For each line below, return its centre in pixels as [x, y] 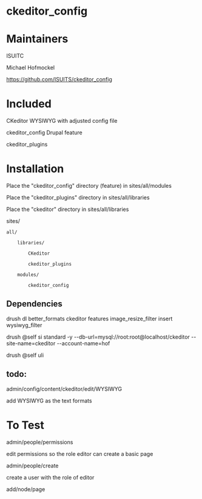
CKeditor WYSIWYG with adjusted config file [62, 121]
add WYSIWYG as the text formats [49, 401]
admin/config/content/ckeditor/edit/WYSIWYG [64, 389]
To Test [25, 425]
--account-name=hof [83, 343]
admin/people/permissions [40, 442]
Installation [35, 169]
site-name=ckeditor [31, 343]
